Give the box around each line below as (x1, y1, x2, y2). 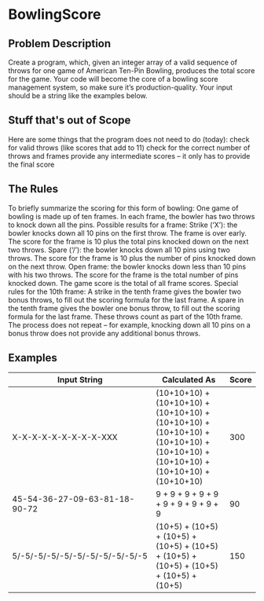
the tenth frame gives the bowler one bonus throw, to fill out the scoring (8, 303, 240, 313)
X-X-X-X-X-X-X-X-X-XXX (12, 432, 118, 443)
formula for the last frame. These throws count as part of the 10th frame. (8, 312, 244, 321)
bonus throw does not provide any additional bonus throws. (8, 328, 201, 338)
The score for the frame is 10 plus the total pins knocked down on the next (8, 236, 249, 246)
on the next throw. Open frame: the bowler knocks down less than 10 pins (8, 262, 246, 271)
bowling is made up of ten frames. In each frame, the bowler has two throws (8, 211, 255, 221)
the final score (8, 159, 55, 169)
